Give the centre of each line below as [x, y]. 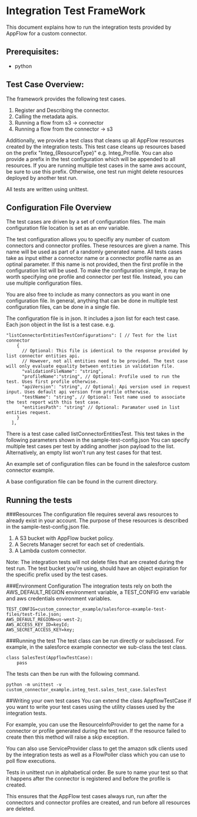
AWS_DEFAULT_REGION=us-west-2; [44, 620]
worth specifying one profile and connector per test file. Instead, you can [95, 277]
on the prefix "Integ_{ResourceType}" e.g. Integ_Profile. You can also [90, 153]
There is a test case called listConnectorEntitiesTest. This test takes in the [95, 434]
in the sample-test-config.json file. [48, 527]
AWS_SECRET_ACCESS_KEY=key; [41, 630]
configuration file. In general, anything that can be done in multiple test [92, 301]
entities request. [29, 413]
